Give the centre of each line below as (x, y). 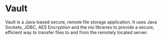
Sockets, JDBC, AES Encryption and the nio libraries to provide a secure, (80, 27)
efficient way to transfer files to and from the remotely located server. (77, 32)
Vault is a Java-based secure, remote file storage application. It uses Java (81, 22)
